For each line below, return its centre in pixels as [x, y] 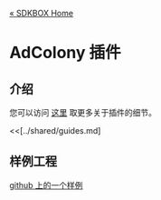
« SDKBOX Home [42, 13]
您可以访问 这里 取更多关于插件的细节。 [83, 112]
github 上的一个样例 [46, 185]
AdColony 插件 [65, 53]
